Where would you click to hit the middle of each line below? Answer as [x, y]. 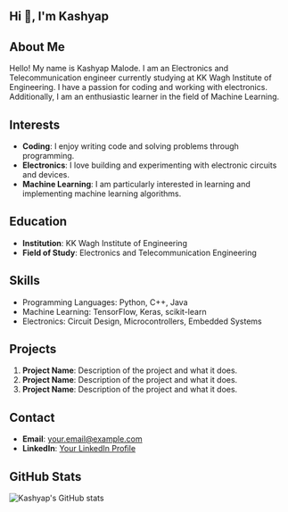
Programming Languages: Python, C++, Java [105, 302]
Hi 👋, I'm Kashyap [59, 17]
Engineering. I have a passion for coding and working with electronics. [138, 87]
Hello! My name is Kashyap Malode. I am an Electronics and [119, 69]
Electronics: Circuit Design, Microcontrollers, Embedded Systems [142, 321]
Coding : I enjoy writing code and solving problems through [130, 146]
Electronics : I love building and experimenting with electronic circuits [149, 165]
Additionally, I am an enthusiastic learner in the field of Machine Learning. [144, 97]
